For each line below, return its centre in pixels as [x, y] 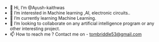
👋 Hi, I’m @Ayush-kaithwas [37, 8]
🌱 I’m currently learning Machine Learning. [53, 18]
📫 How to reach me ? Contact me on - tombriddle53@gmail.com [76, 34]
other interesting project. [35, 29]
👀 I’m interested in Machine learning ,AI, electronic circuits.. [70, 13]
